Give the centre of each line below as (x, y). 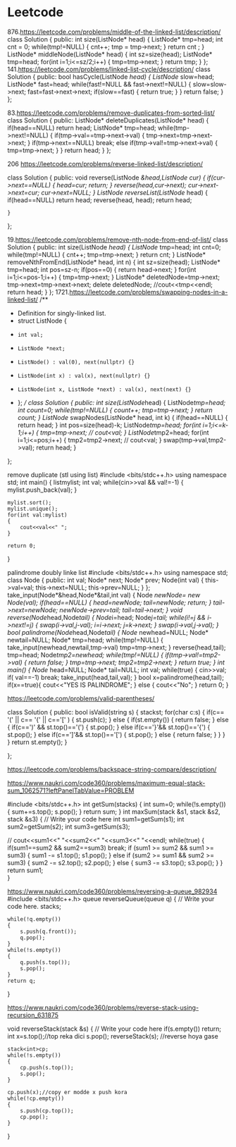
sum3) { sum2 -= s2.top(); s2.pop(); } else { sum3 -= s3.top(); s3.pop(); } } (115, 862)
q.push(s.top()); (45, 962)
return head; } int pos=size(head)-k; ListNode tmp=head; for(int (109, 425)
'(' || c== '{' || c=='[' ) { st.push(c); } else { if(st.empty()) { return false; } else (118, 719)
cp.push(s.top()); (47, 1067)
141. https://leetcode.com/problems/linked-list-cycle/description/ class (109, 69)
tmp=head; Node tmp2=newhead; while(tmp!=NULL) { (86, 655)
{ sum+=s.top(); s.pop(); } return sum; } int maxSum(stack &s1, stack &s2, (114, 812)
